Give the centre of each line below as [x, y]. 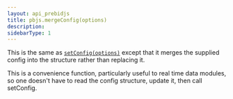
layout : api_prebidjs [39, 13]
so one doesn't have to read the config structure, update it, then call [105, 81]
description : [26, 26]
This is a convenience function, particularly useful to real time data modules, [117, 73]
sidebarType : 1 [29, 33]
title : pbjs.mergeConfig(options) [57, 20]
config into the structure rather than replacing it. [76, 60]
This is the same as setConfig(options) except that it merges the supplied [113, 53]
